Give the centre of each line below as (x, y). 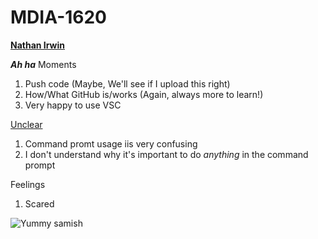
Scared (39, 203)
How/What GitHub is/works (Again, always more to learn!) (144, 94)
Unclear (26, 124)
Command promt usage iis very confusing (111, 143)
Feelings (28, 184)
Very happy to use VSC (73, 105)
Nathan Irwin (37, 45)
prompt (40, 165)
